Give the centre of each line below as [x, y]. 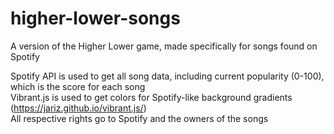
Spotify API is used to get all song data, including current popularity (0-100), [167, 76]
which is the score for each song [78, 86]
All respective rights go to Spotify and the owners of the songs [139, 118]
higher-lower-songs [95, 18]
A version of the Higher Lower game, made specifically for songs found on [164, 46]
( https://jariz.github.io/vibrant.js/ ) [78, 108]
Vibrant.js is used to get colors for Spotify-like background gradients [151, 97]
